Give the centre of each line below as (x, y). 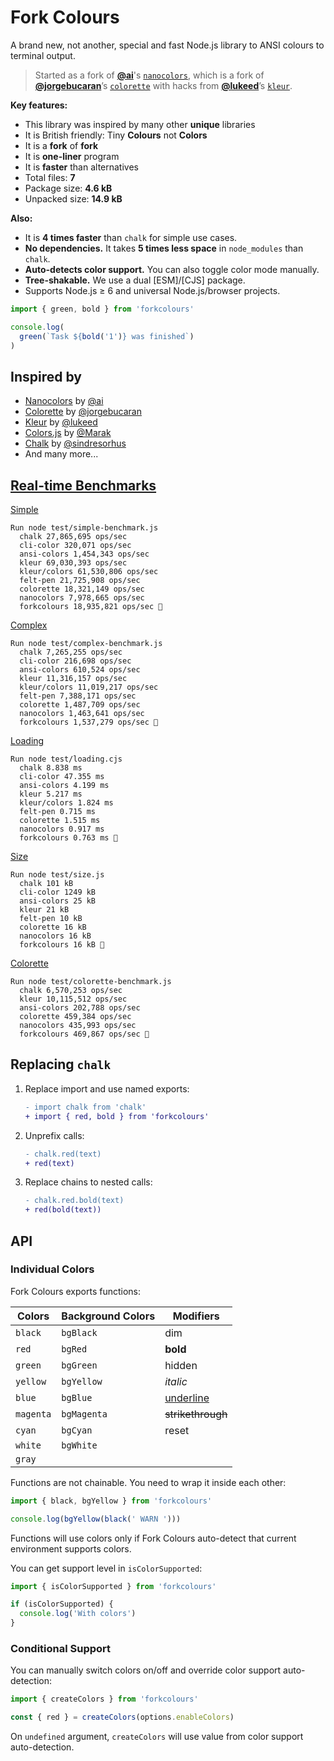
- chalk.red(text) (63, 1154)
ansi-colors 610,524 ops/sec (80, 670)
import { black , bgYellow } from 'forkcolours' (111, 1501)
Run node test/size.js (57, 875)
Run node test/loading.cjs (66, 759)
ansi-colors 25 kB (58, 901)
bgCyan (77, 1430)
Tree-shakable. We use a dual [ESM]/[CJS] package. (135, 280)
